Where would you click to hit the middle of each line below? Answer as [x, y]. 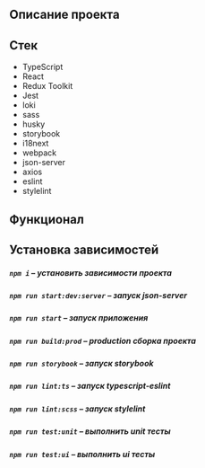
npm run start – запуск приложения [79, 318]
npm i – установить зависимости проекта [91, 272]
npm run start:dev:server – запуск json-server [98, 295]
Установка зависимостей [84, 249]
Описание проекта [64, 15]
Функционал [47, 219]
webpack [39, 153]
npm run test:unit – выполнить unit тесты [90, 431]
